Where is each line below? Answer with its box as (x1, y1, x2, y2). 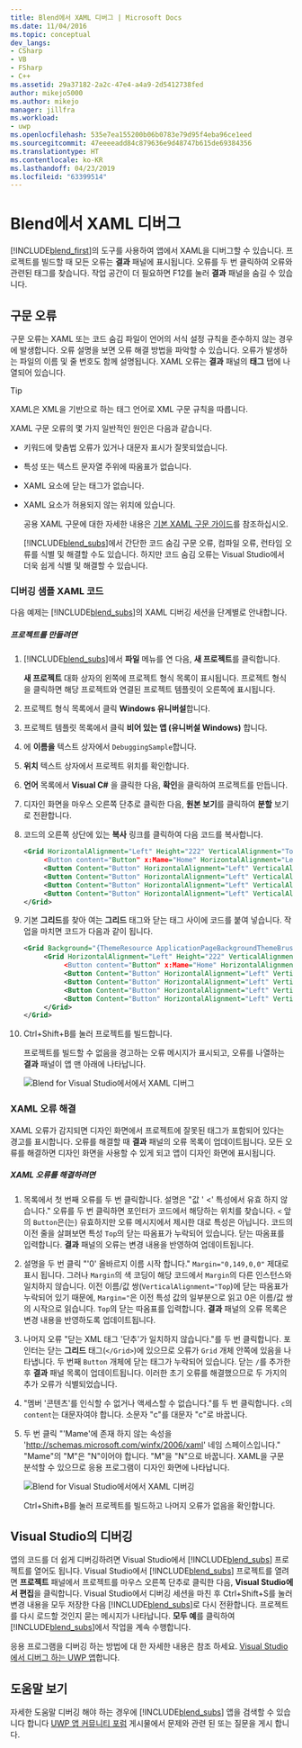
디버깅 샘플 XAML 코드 (10, 584, 104, 597)
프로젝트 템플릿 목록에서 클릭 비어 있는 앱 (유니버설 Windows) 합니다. (22, 722, 268, 734)
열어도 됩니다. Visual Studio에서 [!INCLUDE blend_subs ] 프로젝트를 (33, 1565, 273, 1576)
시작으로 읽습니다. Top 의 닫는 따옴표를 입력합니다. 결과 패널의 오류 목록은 (32, 1302, 288, 1314)
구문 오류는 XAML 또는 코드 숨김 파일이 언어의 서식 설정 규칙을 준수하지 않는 (10, 334, 277, 344)
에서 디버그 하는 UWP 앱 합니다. (10, 1653, 120, 1663)
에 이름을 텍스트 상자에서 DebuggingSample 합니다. (22, 742, 197, 752)
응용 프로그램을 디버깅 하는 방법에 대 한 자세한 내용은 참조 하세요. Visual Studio (10, 1641, 289, 1652)
